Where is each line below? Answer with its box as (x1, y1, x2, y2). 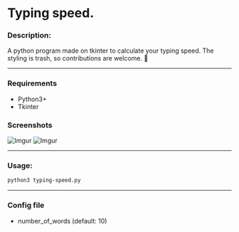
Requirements (7, 78, 58, 88)
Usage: (7, 161, 33, 170)
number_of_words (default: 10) (17, 216, 107, 225)
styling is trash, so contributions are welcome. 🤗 (7, 54, 149, 63)
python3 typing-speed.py (7, 176, 81, 184)
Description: (7, 31, 51, 41)
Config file (7, 201, 45, 211)
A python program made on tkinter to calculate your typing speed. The (7, 46, 214, 55)
